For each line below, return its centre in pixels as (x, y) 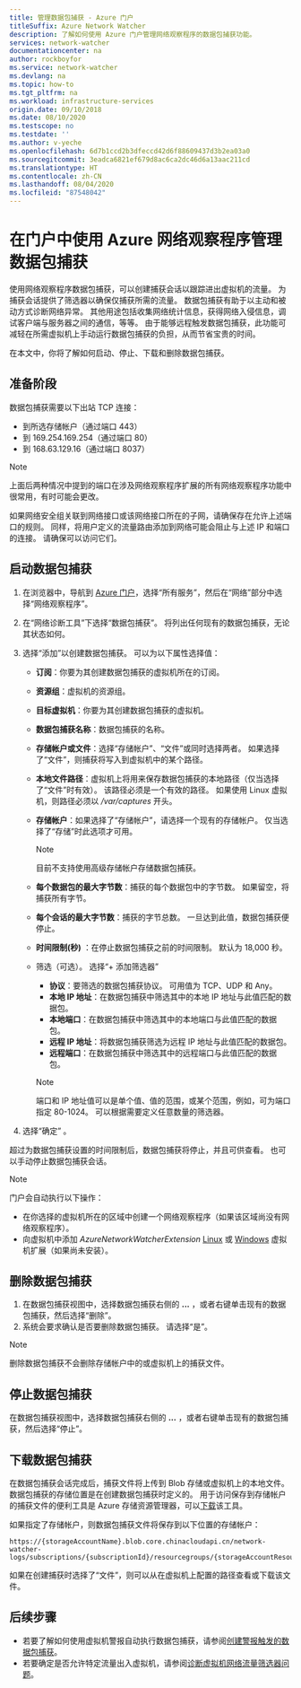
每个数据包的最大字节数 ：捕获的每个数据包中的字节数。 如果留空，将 (162, 887)
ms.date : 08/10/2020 (48, 118)
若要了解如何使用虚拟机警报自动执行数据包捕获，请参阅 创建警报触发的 (152, 1640)
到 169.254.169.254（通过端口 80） (87, 437)
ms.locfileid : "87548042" (57, 193)
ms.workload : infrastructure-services (82, 101)
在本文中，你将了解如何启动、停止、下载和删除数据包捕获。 (119, 353)
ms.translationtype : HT (54, 168)
